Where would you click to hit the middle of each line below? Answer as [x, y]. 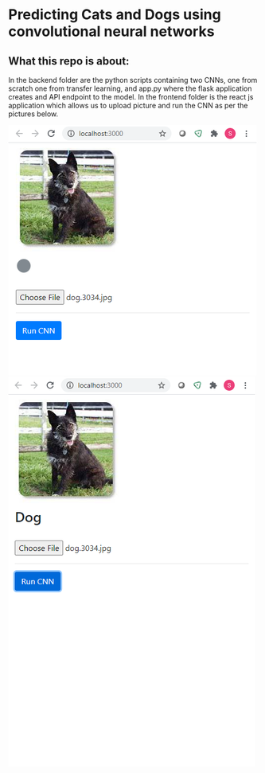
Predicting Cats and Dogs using [115, 15]
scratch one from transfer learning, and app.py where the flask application [130, 88]
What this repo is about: [69, 61]
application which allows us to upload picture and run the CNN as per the [128, 105]
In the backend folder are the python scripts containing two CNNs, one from [133, 80]
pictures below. [33, 114]
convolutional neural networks [111, 31]
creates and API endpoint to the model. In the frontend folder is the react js [131, 97]
